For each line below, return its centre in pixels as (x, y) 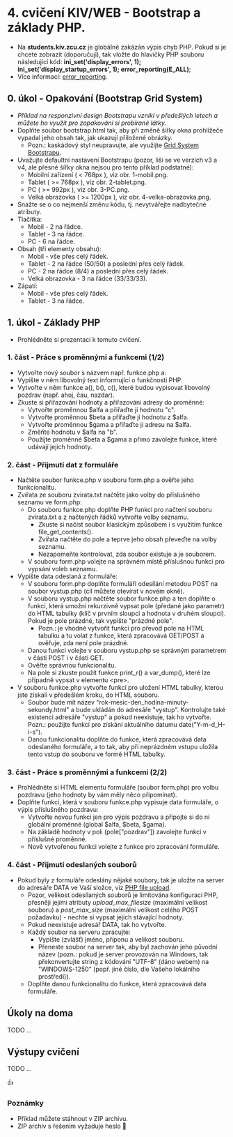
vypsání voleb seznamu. (62, 569)
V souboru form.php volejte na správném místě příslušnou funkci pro (126, 562)
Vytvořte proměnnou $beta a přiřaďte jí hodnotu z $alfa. (108, 417)
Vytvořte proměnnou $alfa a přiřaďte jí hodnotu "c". (102, 409)
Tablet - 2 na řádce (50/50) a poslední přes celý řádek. (106, 264)
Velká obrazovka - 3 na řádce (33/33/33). (87, 278)
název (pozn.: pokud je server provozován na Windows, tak (123, 954)
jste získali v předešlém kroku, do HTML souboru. (88, 695)
